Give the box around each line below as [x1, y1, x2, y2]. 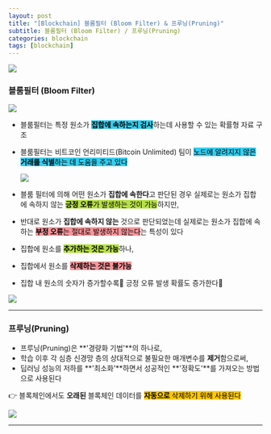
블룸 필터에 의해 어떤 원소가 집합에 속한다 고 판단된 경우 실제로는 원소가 [19, 190, 242, 199]
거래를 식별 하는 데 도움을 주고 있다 [19, 157, 128, 167]
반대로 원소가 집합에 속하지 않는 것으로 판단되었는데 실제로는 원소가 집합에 [19, 217, 252, 227]
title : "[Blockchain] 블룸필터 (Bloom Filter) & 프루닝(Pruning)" [8, 19, 224, 27]
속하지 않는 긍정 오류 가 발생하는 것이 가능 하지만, [28, 199, 180, 210]
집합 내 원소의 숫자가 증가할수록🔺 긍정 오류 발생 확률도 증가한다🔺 [19, 278, 223, 288]
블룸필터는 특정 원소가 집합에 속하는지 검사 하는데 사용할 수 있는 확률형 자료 [19, 120, 254, 130]
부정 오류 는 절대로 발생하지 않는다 [35, 227, 141, 236]
